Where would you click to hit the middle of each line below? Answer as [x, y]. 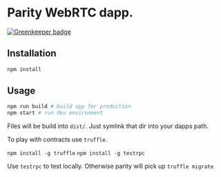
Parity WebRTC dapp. [70, 13]
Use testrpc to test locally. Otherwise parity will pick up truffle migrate [110, 166]
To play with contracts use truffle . [57, 140]
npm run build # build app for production [69, 107]
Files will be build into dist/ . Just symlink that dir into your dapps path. [108, 126]
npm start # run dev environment [55, 113]
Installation [32, 53]
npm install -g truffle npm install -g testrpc [76, 154]
